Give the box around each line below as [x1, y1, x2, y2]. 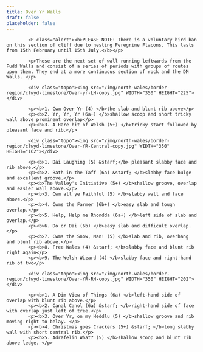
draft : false [6, 15, 40, 21]
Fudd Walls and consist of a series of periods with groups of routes [6, 63, 189, 70]
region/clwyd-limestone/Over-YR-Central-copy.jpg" [6, 143, 137, 150]
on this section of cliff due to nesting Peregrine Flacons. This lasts [6, 42, 194, 49]
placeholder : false [6, 20, 56, 26]
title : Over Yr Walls [6, 9, 61, 15]
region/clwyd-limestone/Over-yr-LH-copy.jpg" [6, 90, 123, 96]
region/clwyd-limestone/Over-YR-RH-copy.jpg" [6, 276, 123, 283]
